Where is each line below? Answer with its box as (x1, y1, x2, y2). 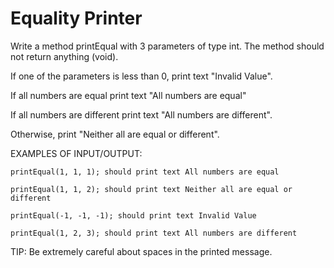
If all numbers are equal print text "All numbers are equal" (10, 89, 247, 101)
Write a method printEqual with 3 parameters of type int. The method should (10, 40, 325, 52)
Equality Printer (10, 7, 143, 30)
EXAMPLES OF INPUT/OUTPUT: (10, 147, 143, 159)
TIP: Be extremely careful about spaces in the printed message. (10, 245, 273, 257)
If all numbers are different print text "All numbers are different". (10, 108, 273, 121)
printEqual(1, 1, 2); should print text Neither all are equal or (10, 184, 293, 194)
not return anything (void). (10, 50, 119, 62)
